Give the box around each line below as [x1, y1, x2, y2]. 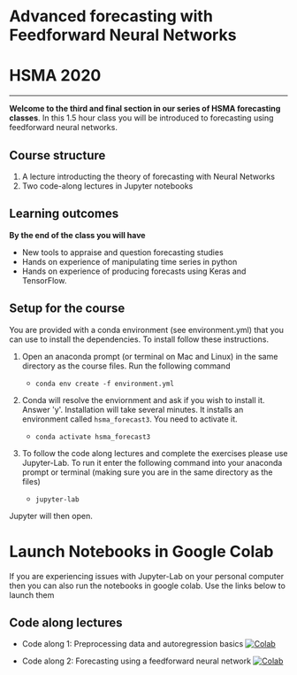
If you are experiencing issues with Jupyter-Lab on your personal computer [9, 570, 285, 581]
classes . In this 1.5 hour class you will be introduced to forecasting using [9, 112, 274, 123]
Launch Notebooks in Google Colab [9, 541, 274, 562]
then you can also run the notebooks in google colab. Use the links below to [9, 580, 286, 591]
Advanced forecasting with [9, 6, 214, 27]
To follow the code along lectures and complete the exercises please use [21, 447, 288, 458]
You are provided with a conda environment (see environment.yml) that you [9, 324, 285, 335]
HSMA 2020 [9, 66, 102, 86]
